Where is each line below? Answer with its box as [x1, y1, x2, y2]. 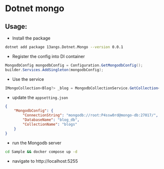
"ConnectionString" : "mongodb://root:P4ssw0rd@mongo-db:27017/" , [22, 113, 159, 118]
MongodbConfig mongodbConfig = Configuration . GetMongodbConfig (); [5, 63, 143, 68]
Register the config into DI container [12, 53, 85, 59]
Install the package [12, 35, 51, 41]
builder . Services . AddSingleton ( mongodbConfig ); [5, 67, 104, 72]
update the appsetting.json [12, 94, 68, 100]
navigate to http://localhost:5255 [12, 158, 78, 164]
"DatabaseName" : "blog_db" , [22, 117, 80, 122]
